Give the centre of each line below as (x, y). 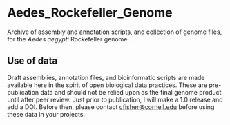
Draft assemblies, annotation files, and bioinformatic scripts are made (106, 77)
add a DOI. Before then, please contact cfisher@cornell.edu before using (111, 107)
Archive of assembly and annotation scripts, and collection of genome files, (115, 32)
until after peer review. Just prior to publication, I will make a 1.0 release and (115, 99)
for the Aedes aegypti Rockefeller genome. (68, 39)
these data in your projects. (46, 114)
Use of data (32, 61)
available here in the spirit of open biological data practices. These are (107, 85)
